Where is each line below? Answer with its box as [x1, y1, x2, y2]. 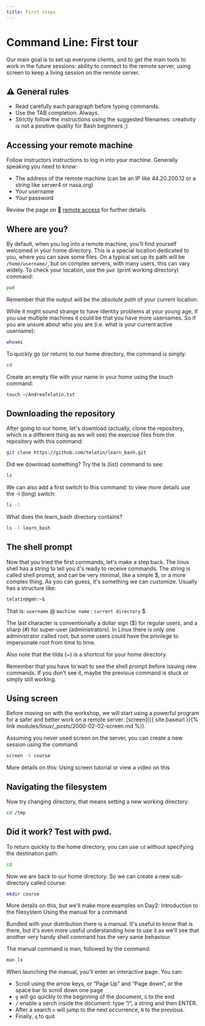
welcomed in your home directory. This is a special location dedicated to [6, 247, 190, 254]
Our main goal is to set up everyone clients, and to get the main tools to [6, 56, 187, 63]
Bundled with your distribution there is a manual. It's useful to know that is [6, 921, 193, 928]
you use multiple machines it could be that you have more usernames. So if [6, 314, 196, 321]
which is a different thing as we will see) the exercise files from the [6, 431, 174, 438]
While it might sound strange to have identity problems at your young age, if [6, 307, 198, 315]
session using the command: [6, 741, 79, 748]
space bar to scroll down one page [15, 987, 103, 994]
